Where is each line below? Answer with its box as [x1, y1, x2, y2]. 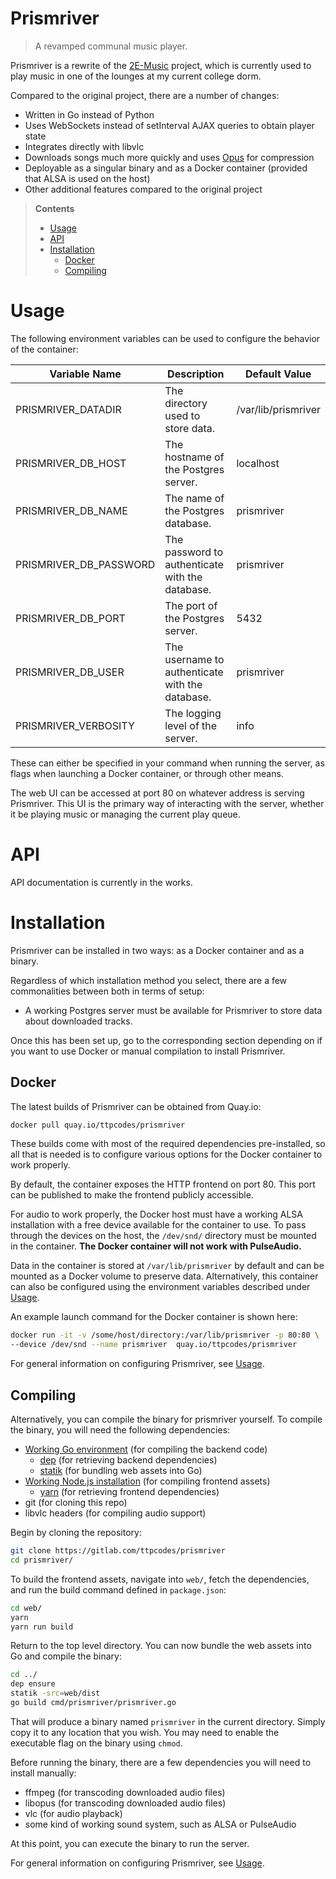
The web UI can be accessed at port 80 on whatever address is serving [10, 787, 305, 799]
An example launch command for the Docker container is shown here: [10, 1311, 298, 1323]
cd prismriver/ [10, 1555, 74, 1565]
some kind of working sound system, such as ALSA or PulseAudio [24, 1818, 297, 1830]
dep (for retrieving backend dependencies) [39, 1454, 218, 1466]
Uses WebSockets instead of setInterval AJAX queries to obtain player [24, 119, 315, 131]
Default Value [245, 367, 312, 381]
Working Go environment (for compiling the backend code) [24, 1443, 268, 1455]
